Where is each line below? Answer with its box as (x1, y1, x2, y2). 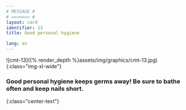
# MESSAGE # (6, 8, 35, 15)
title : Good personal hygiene (6, 30, 80, 36)
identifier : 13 (6, 24, 43, 31)
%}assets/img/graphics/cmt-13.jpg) (72, 56, 158, 63)
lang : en (6, 41, 27, 47)
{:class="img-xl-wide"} (6, 63, 62, 70)
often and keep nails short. (6, 84, 84, 93)
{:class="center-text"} (6, 98, 60, 105)
